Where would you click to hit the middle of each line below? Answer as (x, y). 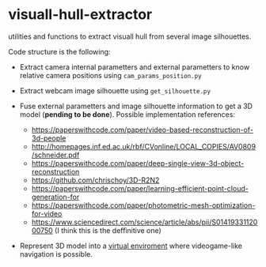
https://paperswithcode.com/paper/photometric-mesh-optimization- (143, 205)
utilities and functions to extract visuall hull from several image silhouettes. (130, 36)
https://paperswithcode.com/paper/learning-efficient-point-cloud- (140, 188)
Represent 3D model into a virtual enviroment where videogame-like (131, 246)
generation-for (55, 197)
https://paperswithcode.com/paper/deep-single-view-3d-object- (138, 163)
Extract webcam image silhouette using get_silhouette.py (115, 90)
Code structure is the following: (59, 51)
